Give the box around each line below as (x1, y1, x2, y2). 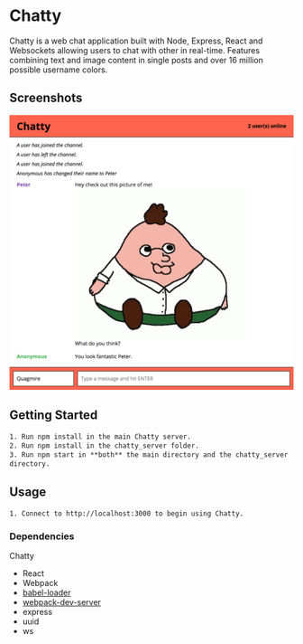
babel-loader (22, 587, 71, 598)
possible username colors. (9, 64, 108, 75)
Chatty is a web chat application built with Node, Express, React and (9, 35, 263, 46)
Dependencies (9, 530, 75, 543)
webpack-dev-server (22, 597, 102, 608)
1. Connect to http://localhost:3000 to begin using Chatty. (9, 509, 244, 518)
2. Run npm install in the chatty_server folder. (9, 441, 200, 450)
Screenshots (9, 90, 83, 106)
